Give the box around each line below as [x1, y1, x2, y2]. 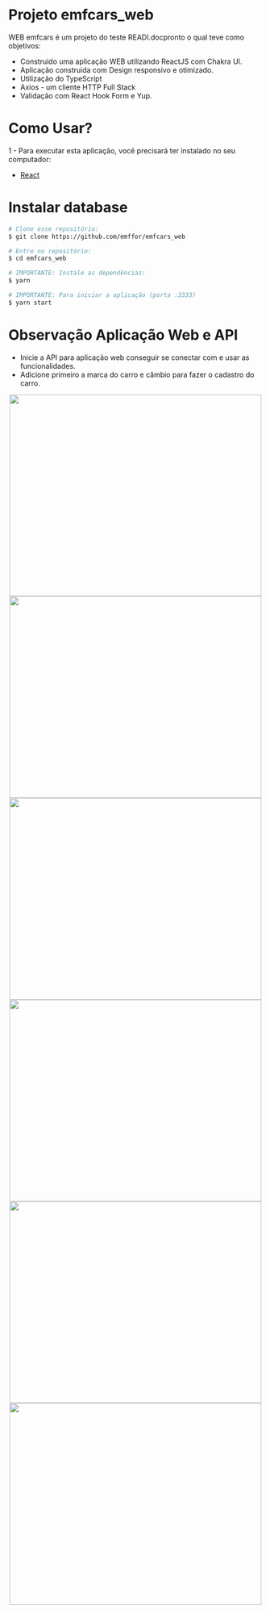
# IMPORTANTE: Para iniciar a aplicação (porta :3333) [8, 291, 197, 299]
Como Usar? [8, 119, 93, 138]
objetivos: [8, 40, 41, 50]
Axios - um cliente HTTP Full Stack [19, 82, 136, 92]
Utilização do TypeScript [19, 73, 102, 83]
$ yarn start [8, 299, 52, 307]
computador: [8, 154, 52, 164]
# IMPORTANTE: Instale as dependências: [8, 269, 147, 278]
